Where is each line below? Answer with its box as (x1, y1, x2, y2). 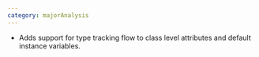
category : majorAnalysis (7, 11, 89, 20)
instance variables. (18, 41, 81, 51)
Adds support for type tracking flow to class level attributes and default (18, 33, 251, 42)
